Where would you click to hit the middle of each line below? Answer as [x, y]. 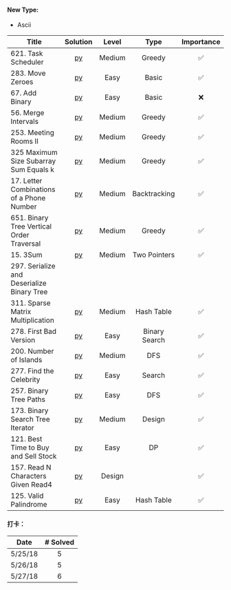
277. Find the [32, 371]
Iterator [22, 428]
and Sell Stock [34, 456]
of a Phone [28, 198]
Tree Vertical [31, 226]
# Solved [59, 542]
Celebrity [25, 380]
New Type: [23, 10]
